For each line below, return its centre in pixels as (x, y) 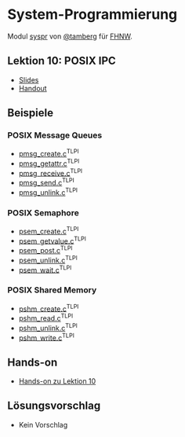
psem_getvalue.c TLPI (53, 240)
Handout (33, 88)
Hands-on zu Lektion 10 (57, 381)
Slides (29, 79)
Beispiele (31, 113)
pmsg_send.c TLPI (47, 182)
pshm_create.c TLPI (49, 308)
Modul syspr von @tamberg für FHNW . (70, 36)
